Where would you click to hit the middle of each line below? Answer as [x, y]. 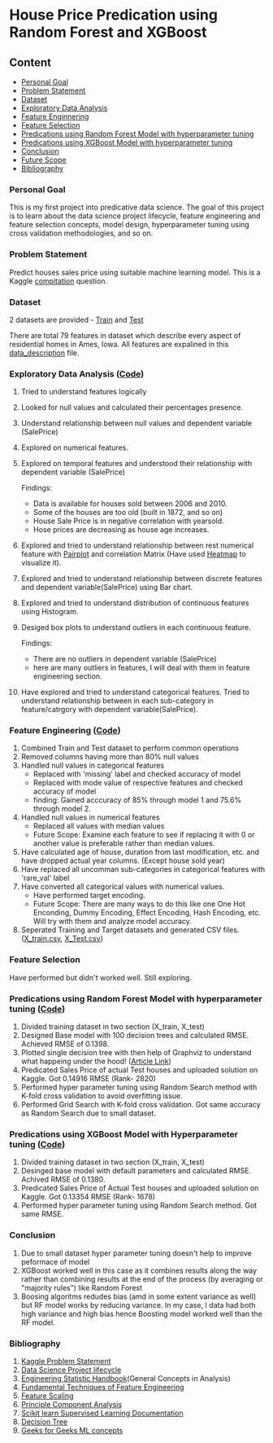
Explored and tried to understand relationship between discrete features [142, 579]
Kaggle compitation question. [58, 281]
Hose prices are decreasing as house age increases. [121, 530]
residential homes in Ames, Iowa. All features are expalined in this [119, 344]
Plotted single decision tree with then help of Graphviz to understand [136, 1053]
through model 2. [62, 809]
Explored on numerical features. [75, 448]
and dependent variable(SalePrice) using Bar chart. [107, 587]
